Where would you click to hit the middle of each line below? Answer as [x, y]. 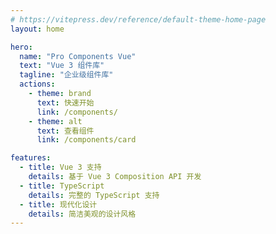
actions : [37, 84]
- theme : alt [55, 121]
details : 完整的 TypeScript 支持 [94, 195]
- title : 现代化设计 [58, 204]
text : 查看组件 [65, 131]
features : [31, 158]
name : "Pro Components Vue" [78, 56]
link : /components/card [86, 140]
